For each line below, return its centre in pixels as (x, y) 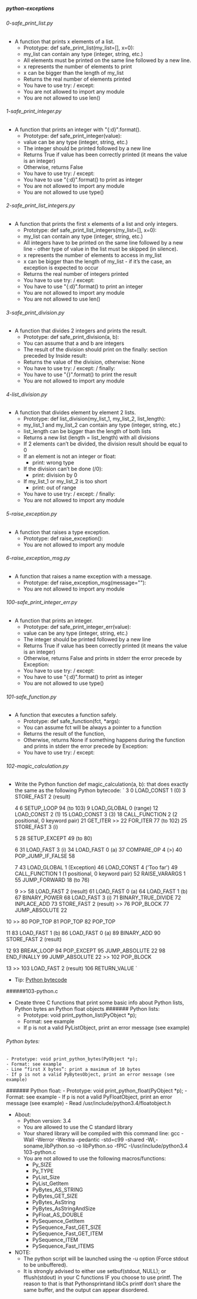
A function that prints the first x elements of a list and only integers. (96, 223)
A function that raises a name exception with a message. (83, 576)
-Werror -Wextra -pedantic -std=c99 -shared (90, 1139)
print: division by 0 (55, 475)
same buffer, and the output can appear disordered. (86, 1290)
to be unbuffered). (45, 1265)
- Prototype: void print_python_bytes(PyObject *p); (72, 1059)
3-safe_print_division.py (35, 312)
